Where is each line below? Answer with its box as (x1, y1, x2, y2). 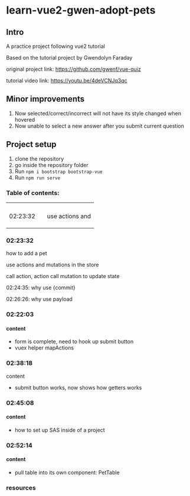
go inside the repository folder (14, 161, 89, 168)
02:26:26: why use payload (6, 296, 73, 303)
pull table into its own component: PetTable (14, 469, 120, 476)
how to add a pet (6, 250, 47, 257)
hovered (14, 116, 35, 123)
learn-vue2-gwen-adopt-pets (6, 4, 156, 17)
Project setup (6, 139, 57, 149)
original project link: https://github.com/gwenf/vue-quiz (6, 66, 142, 73)
